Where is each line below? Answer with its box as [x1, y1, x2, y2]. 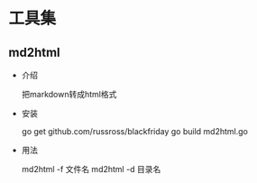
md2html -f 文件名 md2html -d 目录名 [21, 164, 161, 174]
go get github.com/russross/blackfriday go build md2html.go [21, 126, 249, 136]
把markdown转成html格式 [21, 89, 117, 99]
